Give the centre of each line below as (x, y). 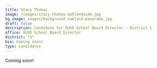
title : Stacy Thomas (27, 10)
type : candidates (23, 46)
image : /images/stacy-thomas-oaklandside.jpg (53, 14)
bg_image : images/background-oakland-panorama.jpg (59, 19)
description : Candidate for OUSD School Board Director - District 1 (79, 28)
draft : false (19, 23)
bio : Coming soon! (24, 42)
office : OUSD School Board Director (43, 33)
